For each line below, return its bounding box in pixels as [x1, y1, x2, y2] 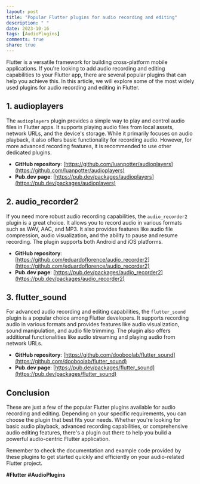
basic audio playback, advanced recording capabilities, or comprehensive [6, 422, 188, 430]
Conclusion [6, 388, 50, 398]
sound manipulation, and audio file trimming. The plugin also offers [6, 327, 171, 335]
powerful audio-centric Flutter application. [6, 436, 110, 443]
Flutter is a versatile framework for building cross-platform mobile [6, 58, 168, 66]
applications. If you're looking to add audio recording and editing [6, 65, 165, 72]
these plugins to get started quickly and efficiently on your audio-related [6, 454, 184, 461]
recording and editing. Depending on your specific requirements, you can [6, 410, 187, 417]
